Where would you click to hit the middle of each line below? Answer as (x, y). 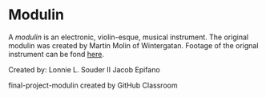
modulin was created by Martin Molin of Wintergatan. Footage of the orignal (133, 45)
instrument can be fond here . (56, 54)
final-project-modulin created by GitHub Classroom (93, 85)
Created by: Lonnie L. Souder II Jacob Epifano (84, 69)
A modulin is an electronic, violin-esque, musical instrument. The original (129, 37)
